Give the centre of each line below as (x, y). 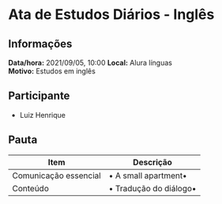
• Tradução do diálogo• (152, 188)
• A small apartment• (148, 176)
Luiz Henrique (42, 115)
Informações (40, 44)
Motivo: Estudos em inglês (52, 71)
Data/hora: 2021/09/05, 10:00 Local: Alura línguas (90, 62)
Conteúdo (30, 188)
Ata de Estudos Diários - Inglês (111, 15)
